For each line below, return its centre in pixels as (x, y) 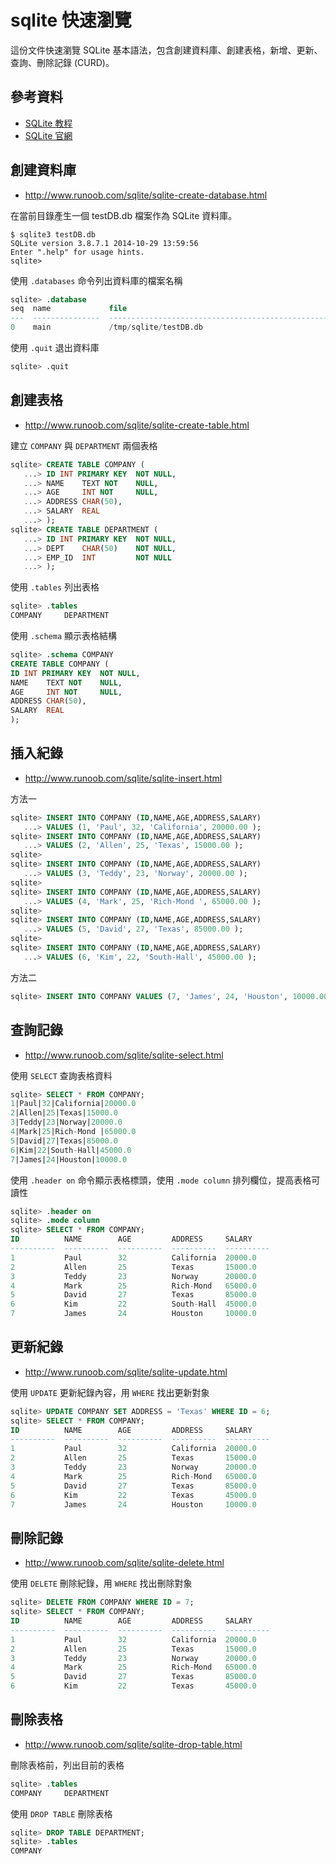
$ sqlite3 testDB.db (53, 234)
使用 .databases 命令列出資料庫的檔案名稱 (96, 280)
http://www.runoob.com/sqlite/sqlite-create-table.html (137, 425)
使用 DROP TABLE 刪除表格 (61, 1813)
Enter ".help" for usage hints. (77, 252)
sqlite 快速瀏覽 (71, 20)
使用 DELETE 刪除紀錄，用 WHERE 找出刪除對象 (101, 1583)
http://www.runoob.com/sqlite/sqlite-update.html (126, 1372)
